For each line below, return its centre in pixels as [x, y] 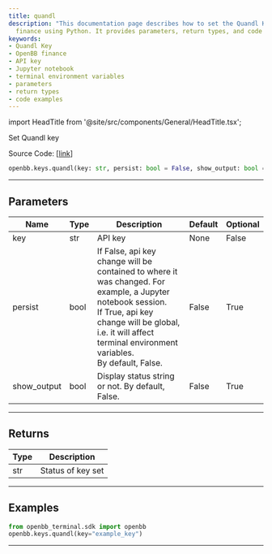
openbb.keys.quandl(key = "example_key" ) [76, 534]
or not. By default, [131, 386]
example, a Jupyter [133, 292]
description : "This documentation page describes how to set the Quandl [134, 24]
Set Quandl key [34, 138]
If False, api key [126, 251]
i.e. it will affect [125, 332]
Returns [29, 434]
